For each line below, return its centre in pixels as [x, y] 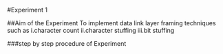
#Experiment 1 [28, 10]
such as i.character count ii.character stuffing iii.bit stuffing [91, 30]
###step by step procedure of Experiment [67, 43]
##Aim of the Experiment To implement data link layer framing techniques [111, 23]
